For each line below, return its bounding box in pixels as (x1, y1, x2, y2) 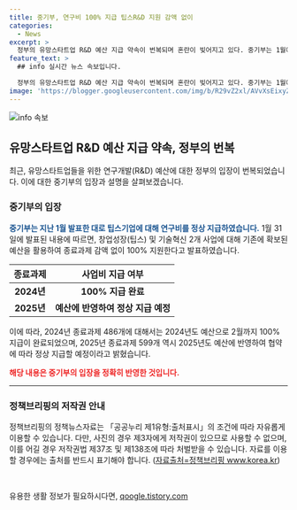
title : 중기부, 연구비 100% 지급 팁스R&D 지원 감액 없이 (9, 12, 194, 22)
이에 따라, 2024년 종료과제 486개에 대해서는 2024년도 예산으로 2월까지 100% (9, 326, 281, 336)
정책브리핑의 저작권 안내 (9, 399, 106, 412)
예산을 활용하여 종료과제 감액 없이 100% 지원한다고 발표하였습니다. (9, 244, 240, 255)
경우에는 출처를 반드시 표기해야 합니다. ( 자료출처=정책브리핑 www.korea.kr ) (18, 455, 281, 466)
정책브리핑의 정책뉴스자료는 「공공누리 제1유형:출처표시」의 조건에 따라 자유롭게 (9, 421, 286, 432)
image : (9, 86, 34, 96)
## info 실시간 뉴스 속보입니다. (17, 63, 122, 72)
